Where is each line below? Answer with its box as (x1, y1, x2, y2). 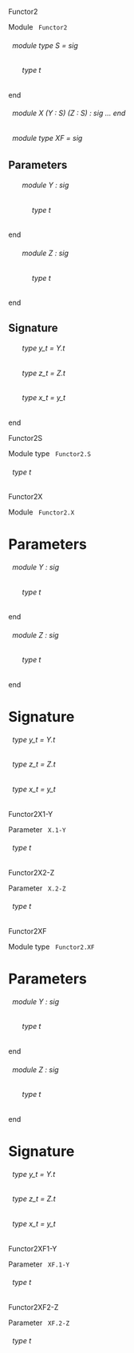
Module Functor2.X (8, 507, 75, 517)
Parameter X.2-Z (8, 883, 66, 893)
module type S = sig (11, 40, 78, 50)
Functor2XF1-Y (8, 1243, 57, 1253)
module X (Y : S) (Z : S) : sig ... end (11, 108, 126, 118)
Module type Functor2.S (8, 449, 92, 458)
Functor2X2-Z (8, 867, 55, 877)
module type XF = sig (11, 134, 83, 143)
